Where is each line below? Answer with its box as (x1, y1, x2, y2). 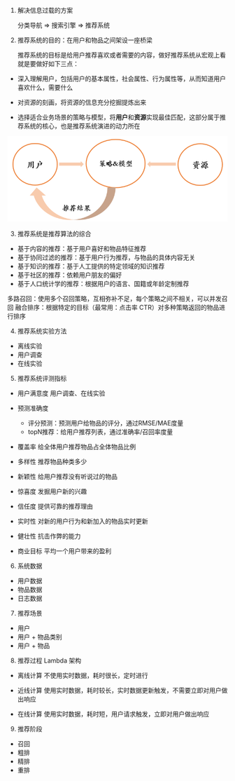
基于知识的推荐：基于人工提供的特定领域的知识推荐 (17, 262, 165, 271)
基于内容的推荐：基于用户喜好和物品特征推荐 (17, 245, 147, 253)
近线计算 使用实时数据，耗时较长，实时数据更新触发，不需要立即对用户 (17, 686, 222, 695)
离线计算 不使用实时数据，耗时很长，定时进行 (17, 672, 148, 680)
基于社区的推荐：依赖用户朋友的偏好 (17, 271, 122, 279)
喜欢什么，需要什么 (17, 83, 73, 91)
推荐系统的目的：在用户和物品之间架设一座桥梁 (17, 36, 152, 44)
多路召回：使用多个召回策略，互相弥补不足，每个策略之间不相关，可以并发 (7, 294, 222, 303)
